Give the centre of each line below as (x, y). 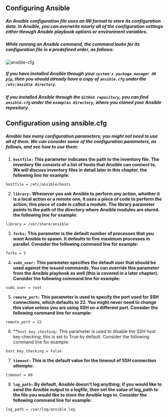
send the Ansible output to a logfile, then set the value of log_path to (85, 389)
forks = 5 (16, 253)
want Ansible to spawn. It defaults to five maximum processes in (81, 239)
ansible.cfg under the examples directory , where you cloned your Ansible (84, 102)
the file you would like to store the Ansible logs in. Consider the (80, 395)
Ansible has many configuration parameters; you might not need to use (82, 136)
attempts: (23, 366)
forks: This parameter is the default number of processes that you (83, 234)
